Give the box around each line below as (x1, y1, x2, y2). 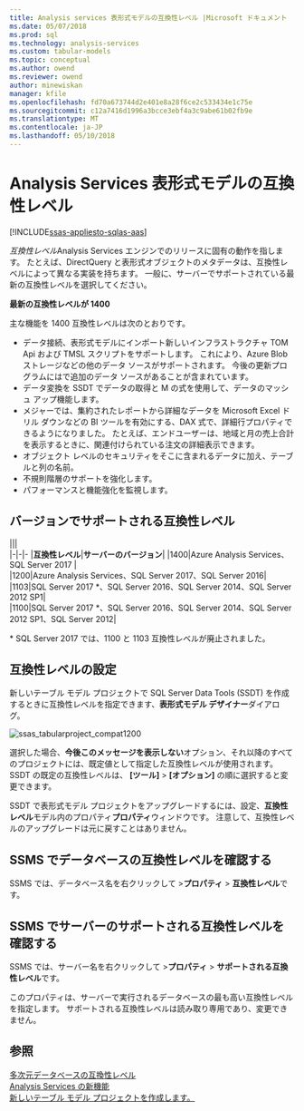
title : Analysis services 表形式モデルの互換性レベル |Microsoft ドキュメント (9, 13, 288, 23)
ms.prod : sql (9, 30, 59, 39)
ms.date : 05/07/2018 (9, 22, 88, 31)
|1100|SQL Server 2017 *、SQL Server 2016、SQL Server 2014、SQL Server (9, 602, 292, 613)
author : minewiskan (9, 81, 83, 90)
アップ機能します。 (33, 394, 104, 404)
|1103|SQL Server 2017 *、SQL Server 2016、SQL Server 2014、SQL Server (9, 581, 292, 592)
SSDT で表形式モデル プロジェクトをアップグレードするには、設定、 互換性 (9, 800, 289, 812)
